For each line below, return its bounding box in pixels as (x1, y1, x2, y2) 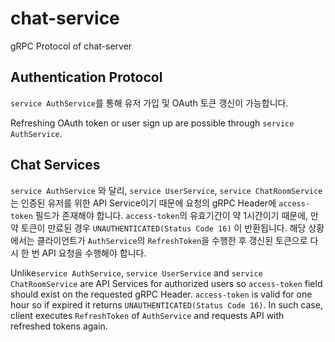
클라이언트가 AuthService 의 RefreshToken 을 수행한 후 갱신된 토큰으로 (36, 234, 308, 246)
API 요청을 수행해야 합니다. (41, 247, 147, 259)
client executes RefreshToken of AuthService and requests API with (10, 309, 285, 321)
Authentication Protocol (10, 69, 163, 86)
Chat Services (10, 157, 101, 174)
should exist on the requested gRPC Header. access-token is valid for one (10, 288, 313, 300)
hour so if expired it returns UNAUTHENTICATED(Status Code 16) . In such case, (10, 298, 323, 311)
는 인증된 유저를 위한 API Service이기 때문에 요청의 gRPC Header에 (10, 197, 277, 209)
